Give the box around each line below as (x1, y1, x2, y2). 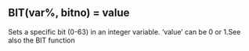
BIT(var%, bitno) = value (8, 6, 130, 20)
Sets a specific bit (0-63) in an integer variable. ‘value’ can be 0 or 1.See (8, 27, 241, 36)
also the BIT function (8, 35, 76, 45)
